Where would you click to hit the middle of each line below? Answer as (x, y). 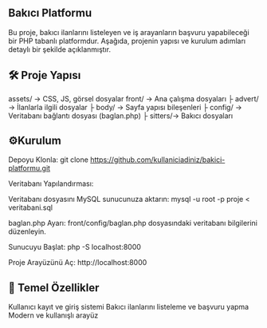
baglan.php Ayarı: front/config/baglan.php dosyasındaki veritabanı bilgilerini (133, 223)
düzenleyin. (27, 231)
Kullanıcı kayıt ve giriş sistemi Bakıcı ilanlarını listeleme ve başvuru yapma (129, 307)
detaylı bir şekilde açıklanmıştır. (60, 49)
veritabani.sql (31, 207)
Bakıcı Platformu (50, 13)
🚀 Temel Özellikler (54, 288)
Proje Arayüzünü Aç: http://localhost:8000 (78, 263)
